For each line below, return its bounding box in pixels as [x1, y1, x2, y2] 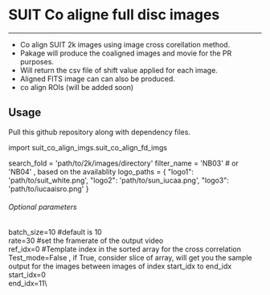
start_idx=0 [8, 269, 47, 279]
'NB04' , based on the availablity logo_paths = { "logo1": [8, 166, 194, 176]
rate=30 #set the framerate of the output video [8, 236, 164, 245]
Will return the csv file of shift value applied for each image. [19, 65, 219, 75]
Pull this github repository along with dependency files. [8, 127, 191, 137]
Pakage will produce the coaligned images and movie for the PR [19, 48, 232, 58]
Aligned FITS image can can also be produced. [19, 74, 175, 84]
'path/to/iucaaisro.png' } [8, 183, 89, 194]
